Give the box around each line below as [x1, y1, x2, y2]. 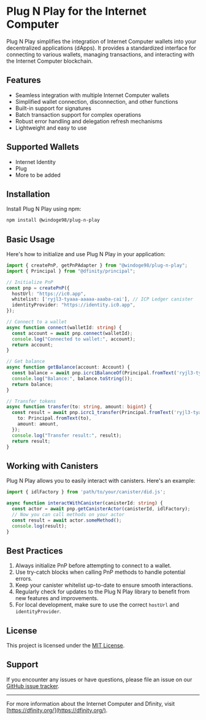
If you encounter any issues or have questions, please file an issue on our [6, 676, 193, 683]
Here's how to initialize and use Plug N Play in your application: [6, 251, 166, 258]
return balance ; [12, 381, 53, 388]
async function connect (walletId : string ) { [6, 324, 122, 331]
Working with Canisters [6, 461, 99, 471]
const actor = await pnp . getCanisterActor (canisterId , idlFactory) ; [12, 506, 191, 512]
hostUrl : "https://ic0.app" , [12, 291, 86, 297]
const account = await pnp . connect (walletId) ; [12, 330, 133, 336]
